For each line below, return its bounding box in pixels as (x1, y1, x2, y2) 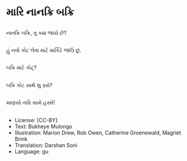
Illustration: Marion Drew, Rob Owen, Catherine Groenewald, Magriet (14, 129, 182, 136)
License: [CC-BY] (14, 116, 58, 123)
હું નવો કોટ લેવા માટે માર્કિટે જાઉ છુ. (6, 47, 81, 54)
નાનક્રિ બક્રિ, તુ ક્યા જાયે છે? (6, 29, 67, 36)
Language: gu (14, 147, 49, 155)
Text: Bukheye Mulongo (14, 123, 73, 130)
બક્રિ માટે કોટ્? (6, 64, 37, 71)
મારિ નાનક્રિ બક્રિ (6, 5, 74, 19)
